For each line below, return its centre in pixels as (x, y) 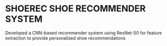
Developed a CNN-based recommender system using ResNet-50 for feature (84, 33)
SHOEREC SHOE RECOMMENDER (75, 9)
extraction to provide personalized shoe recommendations (65, 38)
